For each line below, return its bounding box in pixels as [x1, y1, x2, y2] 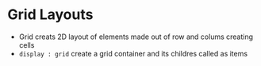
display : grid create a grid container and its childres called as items [18, 49, 248, 58]
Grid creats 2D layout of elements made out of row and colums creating [18, 32, 254, 41]
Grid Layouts [7, 6, 94, 24]
